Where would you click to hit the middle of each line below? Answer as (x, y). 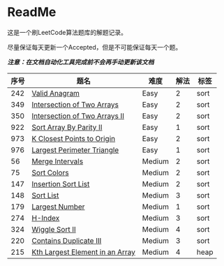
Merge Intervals (58, 161)
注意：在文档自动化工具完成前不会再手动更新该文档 (81, 62)
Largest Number (58, 207)
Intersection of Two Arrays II (78, 116)
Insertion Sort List (61, 184)
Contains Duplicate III (67, 240)
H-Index (46, 218)
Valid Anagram (56, 93)
